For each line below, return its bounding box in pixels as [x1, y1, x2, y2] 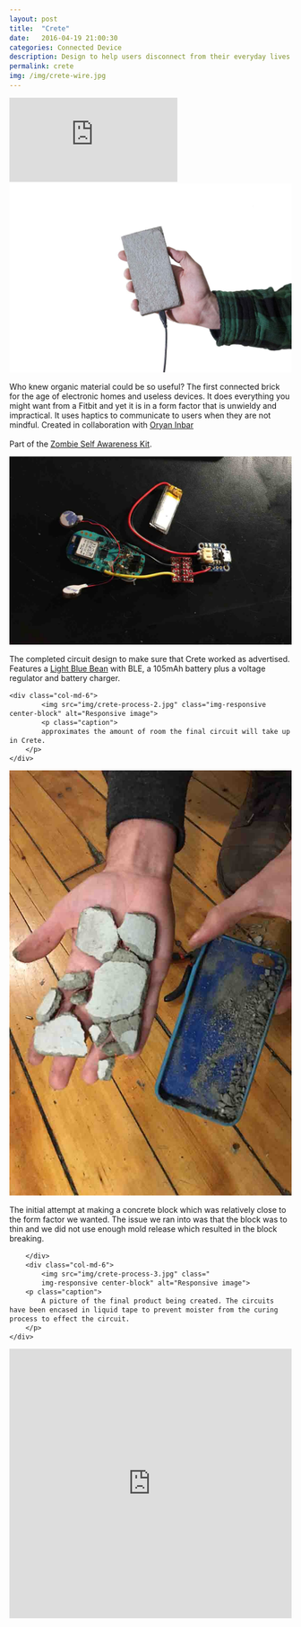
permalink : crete [9, 62, 74, 71]
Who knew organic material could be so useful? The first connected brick [9, 381, 280, 392]
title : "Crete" [9, 23, 70, 33]
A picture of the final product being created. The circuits [41, 1296, 275, 1305]
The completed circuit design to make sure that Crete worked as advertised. [9, 654, 290, 665]
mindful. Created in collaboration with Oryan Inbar [9, 419, 194, 430]
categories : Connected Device [9, 43, 123, 52]
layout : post [9, 14, 58, 23]
